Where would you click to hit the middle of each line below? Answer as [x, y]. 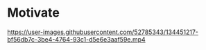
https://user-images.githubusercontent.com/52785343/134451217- [103, 32]
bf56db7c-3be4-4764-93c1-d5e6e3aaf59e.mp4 [76, 39]
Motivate [34, 13]
